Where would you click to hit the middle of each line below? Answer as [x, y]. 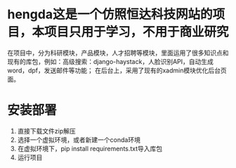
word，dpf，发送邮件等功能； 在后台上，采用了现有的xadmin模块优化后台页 [117, 70]
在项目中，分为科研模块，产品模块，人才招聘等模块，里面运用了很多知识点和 [118, 53]
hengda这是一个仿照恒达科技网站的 [110, 14]
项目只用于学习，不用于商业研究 [137, 32]
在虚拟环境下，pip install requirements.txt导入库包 [90, 148]
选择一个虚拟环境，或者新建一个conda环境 [79, 140]
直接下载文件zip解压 [46, 131]
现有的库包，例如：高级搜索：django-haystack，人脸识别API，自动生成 [111, 61]
